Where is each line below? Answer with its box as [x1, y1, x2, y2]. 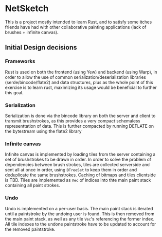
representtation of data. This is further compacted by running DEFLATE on [5, 123, 154, 129]
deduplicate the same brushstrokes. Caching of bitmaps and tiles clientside [5, 172, 156, 178]
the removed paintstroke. [5, 226, 55, 232]
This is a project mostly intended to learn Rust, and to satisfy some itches [5, 19, 152, 25]
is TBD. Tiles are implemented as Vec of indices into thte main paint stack [5, 177, 151, 183]
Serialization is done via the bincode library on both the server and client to [5, 113, 156, 118]
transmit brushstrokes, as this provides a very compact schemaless [5, 118, 141, 124]
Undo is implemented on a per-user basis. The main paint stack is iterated [5, 205, 153, 211]
